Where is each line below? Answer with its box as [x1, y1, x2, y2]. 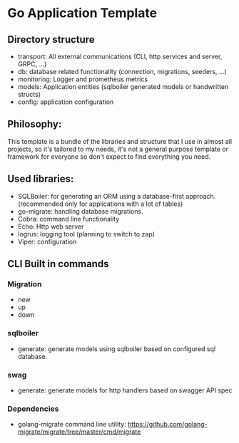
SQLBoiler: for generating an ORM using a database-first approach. [17, 192, 216, 200]
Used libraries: [7, 173, 74, 185]
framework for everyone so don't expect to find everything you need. [7, 152, 211, 161]
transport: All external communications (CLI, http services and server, [17, 52, 223, 61]
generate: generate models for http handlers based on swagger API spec [17, 386, 233, 395]
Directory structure [7, 33, 95, 46]
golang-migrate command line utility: [17, 420, 126, 429]
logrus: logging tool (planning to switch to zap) [17, 229, 155, 238]
